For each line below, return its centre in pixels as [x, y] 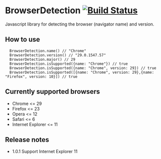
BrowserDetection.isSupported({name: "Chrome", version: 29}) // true [83, 68]
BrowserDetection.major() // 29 [43, 59]
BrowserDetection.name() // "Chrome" [48, 51]
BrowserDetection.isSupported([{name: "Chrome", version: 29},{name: [82, 72]
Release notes [27, 140]
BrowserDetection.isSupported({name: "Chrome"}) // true [69, 64]
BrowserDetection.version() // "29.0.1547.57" [58, 55]
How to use [23, 40]
